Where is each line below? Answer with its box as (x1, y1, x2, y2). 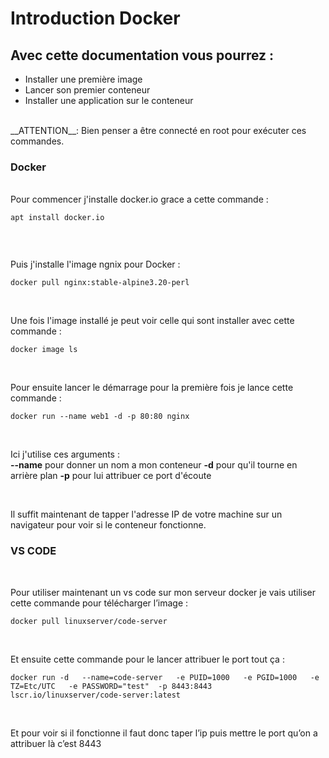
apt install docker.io (10, 213, 105, 223)
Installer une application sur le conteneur (24, 95, 194, 106)
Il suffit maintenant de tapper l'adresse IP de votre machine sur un (10, 508, 283, 521)
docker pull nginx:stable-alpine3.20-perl (10, 278, 190, 288)
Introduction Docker (10, 7, 181, 30)
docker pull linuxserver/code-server (10, 616, 168, 626)
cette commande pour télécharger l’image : (10, 597, 189, 609)
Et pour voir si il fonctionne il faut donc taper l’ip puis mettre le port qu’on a (10, 727, 318, 739)
